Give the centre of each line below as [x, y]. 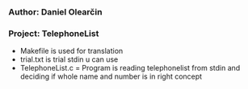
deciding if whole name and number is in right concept [111, 77]
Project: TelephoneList [54, 33]
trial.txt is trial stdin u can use [69, 59]
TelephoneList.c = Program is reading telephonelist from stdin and [130, 68]
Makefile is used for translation [71, 51]
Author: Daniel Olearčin [55, 12]
